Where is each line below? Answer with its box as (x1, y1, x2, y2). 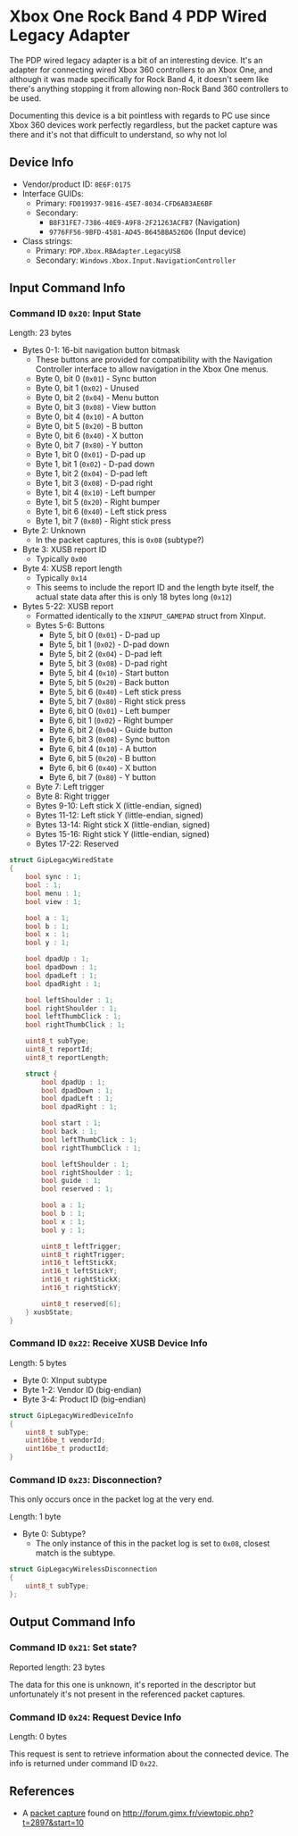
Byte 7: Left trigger (35, 782, 105, 792)
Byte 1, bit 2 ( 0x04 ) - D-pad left (35, 468, 148, 479)
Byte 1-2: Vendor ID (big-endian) (21, 1384, 142, 1395)
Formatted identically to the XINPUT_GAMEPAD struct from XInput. (35, 610, 266, 622)
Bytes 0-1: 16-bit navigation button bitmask (21, 345, 180, 356)
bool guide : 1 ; (41, 1177, 102, 1186)
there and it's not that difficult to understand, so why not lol (9, 129, 228, 139)
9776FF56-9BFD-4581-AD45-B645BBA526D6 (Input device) (48, 226, 247, 237)
